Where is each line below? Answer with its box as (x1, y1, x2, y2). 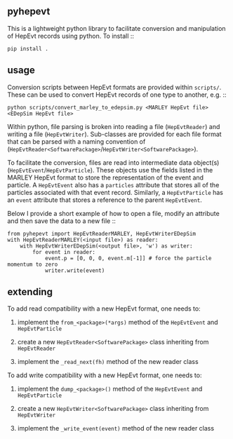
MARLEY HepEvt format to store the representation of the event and (7, 173, 204, 182)
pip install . (7, 45, 49, 52)
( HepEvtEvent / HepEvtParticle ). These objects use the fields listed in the (7, 166, 213, 174)
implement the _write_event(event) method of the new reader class (17, 424, 215, 433)
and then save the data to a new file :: (7, 217, 116, 225)
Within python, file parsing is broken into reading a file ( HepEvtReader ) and (7, 122, 220, 130)
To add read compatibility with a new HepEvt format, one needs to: (7, 304, 201, 313)
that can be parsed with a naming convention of (7, 137, 146, 146)
